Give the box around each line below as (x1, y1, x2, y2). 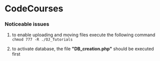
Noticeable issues (4, 21, 49, 28)
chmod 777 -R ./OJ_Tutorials (11, 37, 73, 42)
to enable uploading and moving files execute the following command (11, 32, 155, 38)
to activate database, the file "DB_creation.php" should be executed (11, 46, 154, 52)
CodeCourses (4, 3, 63, 14)
